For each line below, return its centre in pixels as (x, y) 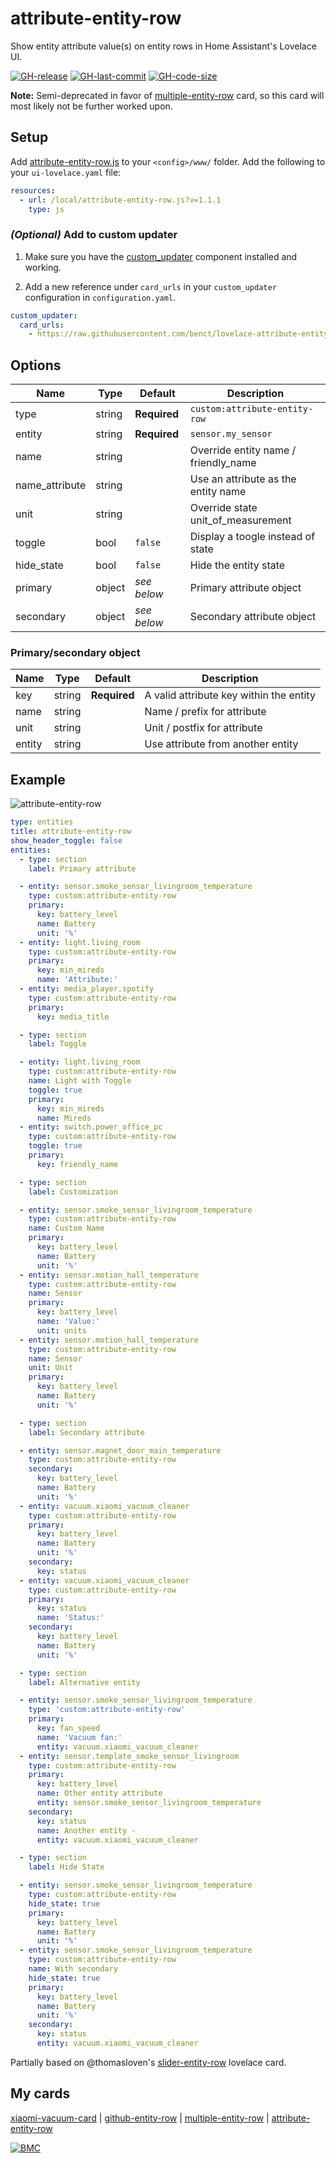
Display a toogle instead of (252, 537)
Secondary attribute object (253, 617)
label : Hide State (66, 1867)
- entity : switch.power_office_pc (91, 1127)
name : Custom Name (66, 1228)
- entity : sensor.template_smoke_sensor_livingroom (129, 1756)
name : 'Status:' (70, 1618)
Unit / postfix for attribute (203, 728)
